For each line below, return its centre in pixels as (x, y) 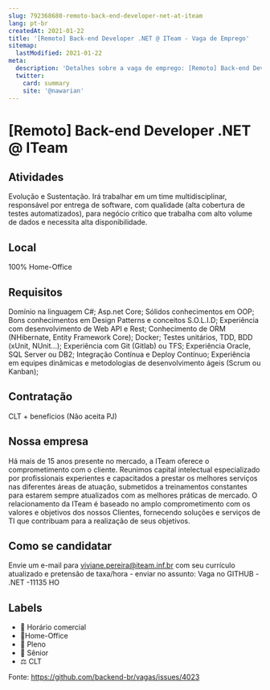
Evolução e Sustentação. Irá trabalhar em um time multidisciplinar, (118, 196)
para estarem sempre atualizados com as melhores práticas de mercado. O (133, 495)
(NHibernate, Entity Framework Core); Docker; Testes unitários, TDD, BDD (131, 337)
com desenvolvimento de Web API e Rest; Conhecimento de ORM (117, 328)
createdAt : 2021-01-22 (46, 31)
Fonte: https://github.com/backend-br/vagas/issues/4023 (104, 677)
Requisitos (35, 292)
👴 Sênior (34, 653)
